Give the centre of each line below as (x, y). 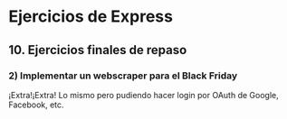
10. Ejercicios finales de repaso (98, 50)
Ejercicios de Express (91, 17)
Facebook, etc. (36, 105)
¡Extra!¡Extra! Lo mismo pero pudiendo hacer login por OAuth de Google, (143, 95)
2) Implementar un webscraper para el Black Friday (123, 76)
